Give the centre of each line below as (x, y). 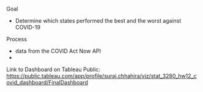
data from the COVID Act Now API (58, 51)
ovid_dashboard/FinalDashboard (47, 82)
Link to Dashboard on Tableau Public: (54, 69)
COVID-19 (28, 27)
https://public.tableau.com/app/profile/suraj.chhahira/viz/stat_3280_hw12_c (102, 76)
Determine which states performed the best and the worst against (98, 21)
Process (17, 39)
